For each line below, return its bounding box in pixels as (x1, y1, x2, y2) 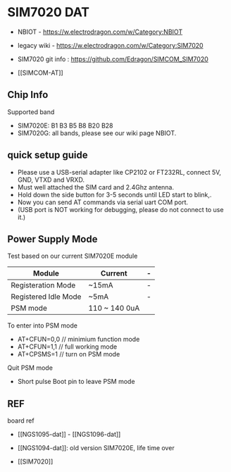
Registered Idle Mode (11, 292, 82, 302)
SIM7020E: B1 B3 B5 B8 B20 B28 (17, 121, 114, 130)
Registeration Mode (11, 280, 76, 290)
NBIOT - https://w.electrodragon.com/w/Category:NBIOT (17, 27, 183, 36)
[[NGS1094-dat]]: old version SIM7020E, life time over (17, 444, 175, 452)
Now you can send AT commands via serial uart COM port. (17, 198, 189, 206)
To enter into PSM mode (7, 321, 77, 330)
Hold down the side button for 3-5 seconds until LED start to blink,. (17, 190, 212, 199)
